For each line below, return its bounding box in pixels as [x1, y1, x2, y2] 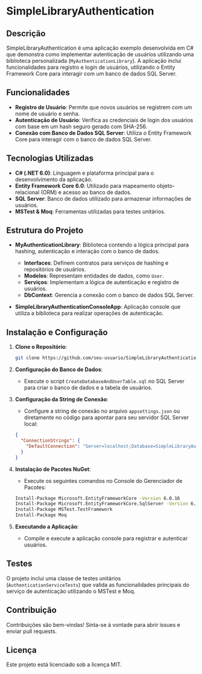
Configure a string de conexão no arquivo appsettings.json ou [24, 407, 180, 415]
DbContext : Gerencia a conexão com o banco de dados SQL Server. [24, 291, 194, 299]
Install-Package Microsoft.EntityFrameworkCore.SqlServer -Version [14, 501, 188, 507]
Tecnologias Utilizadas [6, 153, 94, 164]
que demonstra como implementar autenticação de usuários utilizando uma [6, 51, 194, 58]
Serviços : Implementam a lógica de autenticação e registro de [24, 279, 180, 286]
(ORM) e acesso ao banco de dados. [40, 189, 132, 196]
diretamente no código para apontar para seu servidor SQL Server [24, 414, 189, 421]
